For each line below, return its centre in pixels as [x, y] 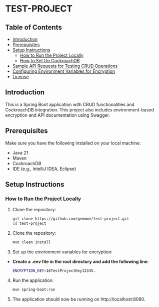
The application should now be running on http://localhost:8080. [79, 299]
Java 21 [20, 152]
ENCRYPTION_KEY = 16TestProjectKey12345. [54, 271]
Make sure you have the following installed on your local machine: [73, 143]
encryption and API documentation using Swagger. [57, 115]
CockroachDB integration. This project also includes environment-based [79, 110]
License [20, 76]
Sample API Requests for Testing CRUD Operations [65, 66]
